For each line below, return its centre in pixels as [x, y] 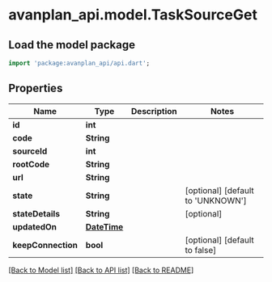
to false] [201, 250]
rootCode [31, 164]
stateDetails [36, 213]
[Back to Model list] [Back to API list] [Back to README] [101, 270]
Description [154, 111]
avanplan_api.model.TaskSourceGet [133, 15]
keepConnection [45, 245]
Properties [36, 88]
